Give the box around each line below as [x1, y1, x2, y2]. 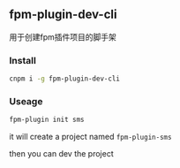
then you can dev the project [9, 149, 114, 159]
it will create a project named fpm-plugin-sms [9, 132, 172, 142]
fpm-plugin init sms [9, 115, 86, 125]
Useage [9, 95, 43, 107]
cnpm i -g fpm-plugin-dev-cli [9, 74, 121, 83]
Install [9, 54, 37, 66]
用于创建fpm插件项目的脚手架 [9, 31, 117, 42]
